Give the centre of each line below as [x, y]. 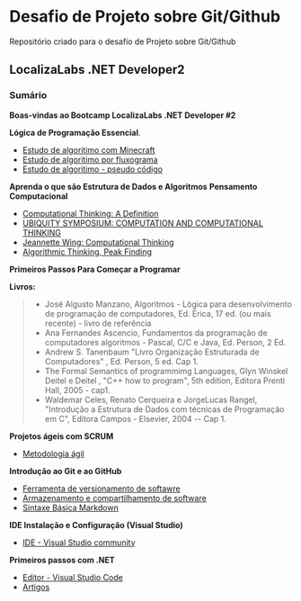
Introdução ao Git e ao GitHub [66, 471]
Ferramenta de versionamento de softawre [102, 489]
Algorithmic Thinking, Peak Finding [87, 251]
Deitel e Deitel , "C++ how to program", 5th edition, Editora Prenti [165, 381]
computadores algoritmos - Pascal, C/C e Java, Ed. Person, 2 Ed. [165, 342]
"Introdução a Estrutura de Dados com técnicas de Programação [164, 409]
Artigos [36, 587]
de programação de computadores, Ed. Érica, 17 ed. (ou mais [158, 313]
